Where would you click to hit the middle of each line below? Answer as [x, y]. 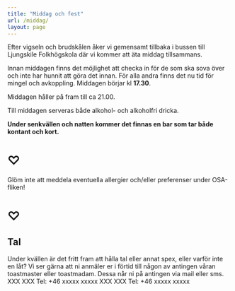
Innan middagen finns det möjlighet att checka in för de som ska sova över [116, 69]
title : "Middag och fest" [45, 14]
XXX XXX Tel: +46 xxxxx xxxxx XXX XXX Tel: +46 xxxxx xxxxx [98, 281]
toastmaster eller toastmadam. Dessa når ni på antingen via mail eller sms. [116, 274]
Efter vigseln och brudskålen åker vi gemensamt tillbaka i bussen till [106, 47]
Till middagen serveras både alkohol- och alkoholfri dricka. [93, 111]
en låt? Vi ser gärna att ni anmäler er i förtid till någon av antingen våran [111, 266]
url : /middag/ [28, 20]
